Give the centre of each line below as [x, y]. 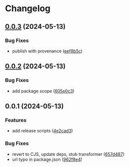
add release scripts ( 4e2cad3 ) [42, 131]
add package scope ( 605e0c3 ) [43, 91]
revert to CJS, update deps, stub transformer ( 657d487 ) [68, 154]
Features [16, 120]
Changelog [28, 9]
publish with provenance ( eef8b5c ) [47, 51]
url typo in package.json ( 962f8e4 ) [47, 159]
